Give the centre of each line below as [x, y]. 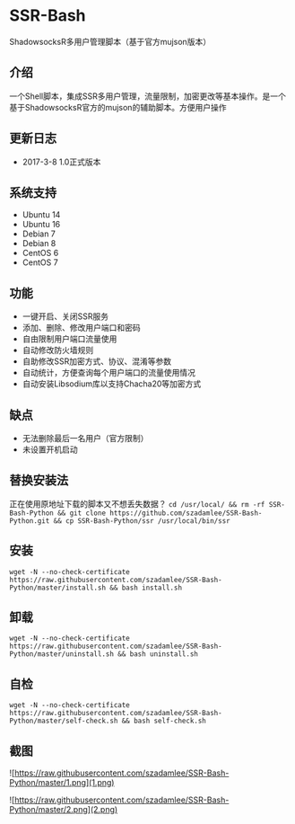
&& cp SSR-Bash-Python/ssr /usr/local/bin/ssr [142, 521]
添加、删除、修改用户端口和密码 [81, 328]
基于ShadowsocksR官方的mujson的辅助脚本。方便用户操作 [118, 107]
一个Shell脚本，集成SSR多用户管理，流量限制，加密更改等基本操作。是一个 [148, 96]
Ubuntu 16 [41, 225]
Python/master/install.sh [57, 588]
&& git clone [81, 513]
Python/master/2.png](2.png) [64, 810]
